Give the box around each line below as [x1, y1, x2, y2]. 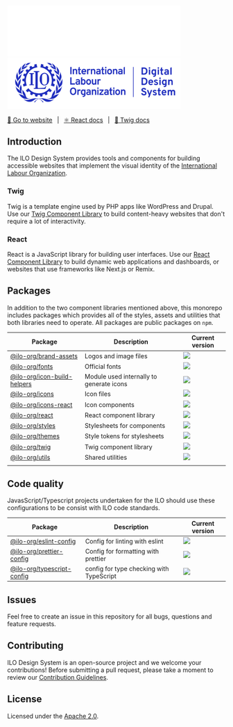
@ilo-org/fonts [10, 362, 53, 370]
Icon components [84, 400, 135, 408]
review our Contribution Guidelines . [7, 673, 109, 681]
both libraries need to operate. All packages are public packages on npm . [7, 318, 214, 326]
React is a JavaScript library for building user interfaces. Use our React [7, 250, 210, 258]
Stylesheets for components [84, 422, 166, 430]
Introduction [7, 136, 62, 147]
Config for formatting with [85, 548, 159, 556]
